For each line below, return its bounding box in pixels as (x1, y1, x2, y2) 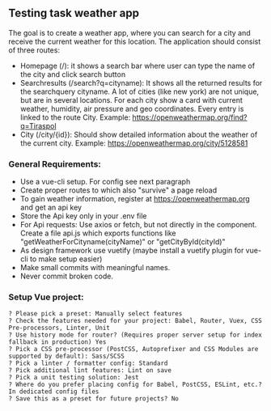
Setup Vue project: (8, 291, 84, 303)
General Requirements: (8, 158, 101, 169)
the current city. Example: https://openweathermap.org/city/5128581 (19, 138, 248, 148)
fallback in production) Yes (8, 338, 107, 346)
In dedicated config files (8, 388, 100, 396)
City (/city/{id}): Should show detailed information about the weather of (19, 129, 258, 139)
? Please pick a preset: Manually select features (8, 310, 183, 318)
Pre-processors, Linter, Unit (8, 324, 111, 333)
